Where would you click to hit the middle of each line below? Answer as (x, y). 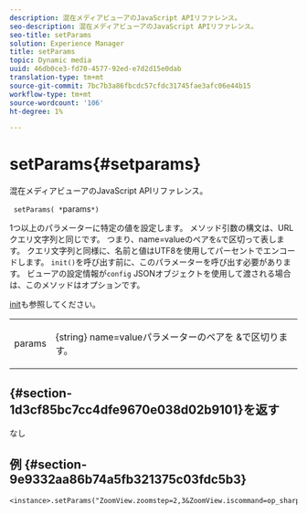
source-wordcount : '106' (57, 103)
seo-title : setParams (51, 35)
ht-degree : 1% (37, 111)
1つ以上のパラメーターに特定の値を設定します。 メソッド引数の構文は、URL (152, 228)
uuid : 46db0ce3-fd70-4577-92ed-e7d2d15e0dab (95, 69)
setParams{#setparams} (105, 164)
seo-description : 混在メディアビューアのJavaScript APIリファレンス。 (134, 26)
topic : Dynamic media (51, 60)
